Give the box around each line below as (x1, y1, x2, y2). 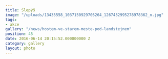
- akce (5, 22, 19, 27)
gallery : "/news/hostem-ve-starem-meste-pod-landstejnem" (5, 27, 132, 32)
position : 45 (5, 31, 33, 36)
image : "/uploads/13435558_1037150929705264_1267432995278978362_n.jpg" (5, 12, 164, 17)
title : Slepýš (5, 7, 36, 13)
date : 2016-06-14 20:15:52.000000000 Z (5, 36, 91, 42)
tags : (5, 17, 17, 22)
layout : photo (5, 46, 36, 51)
